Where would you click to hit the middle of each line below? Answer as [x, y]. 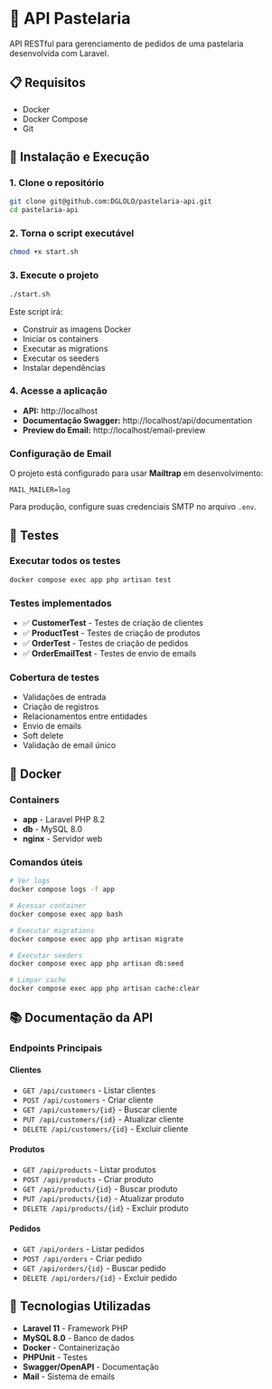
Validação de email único [69, 745]
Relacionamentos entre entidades [84, 716]
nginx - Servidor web [62, 839]
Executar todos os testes [65, 561]
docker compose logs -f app [62, 889]
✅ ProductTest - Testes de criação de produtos [111, 633]
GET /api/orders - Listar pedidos [83, 1248]
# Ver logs [30, 881]
